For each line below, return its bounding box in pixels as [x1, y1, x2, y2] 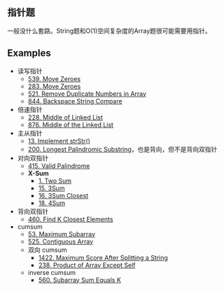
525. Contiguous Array [27, 237, 94, 246]
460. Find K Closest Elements [27, 215, 113, 223]
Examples [7, 48, 51, 59]
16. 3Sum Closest [38, 191, 89, 199]
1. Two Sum [38, 176, 72, 185]
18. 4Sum [38, 199, 65, 207]
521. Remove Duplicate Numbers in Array [27, 90, 147, 98]
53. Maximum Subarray [27, 229, 96, 238]
